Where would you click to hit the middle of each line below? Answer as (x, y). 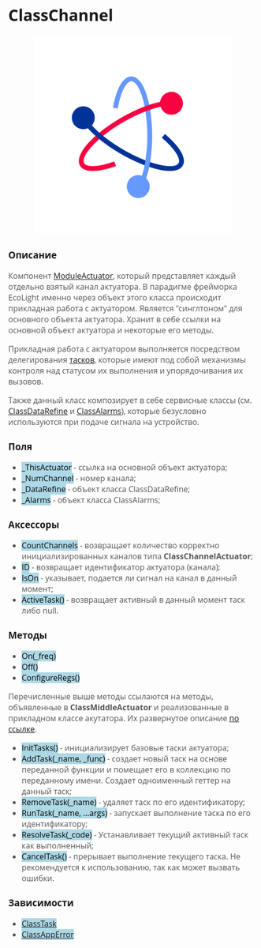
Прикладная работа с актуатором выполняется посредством (124, 349)
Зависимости (41, 903)
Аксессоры (34, 525)
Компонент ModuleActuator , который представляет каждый (122, 276)
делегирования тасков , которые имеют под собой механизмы (127, 360)
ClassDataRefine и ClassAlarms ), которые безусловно (107, 411)
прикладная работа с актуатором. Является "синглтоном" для (125, 308)
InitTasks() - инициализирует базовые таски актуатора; (125, 748)
